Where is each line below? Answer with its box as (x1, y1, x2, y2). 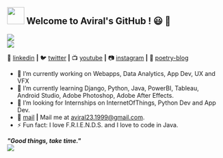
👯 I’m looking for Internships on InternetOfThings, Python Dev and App (16, 98, 217, 107)
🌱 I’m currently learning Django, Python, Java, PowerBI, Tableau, (16, 83, 200, 92)
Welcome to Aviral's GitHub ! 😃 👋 (26, 15, 171, 27)
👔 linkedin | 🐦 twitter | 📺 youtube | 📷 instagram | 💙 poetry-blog (7, 53, 189, 62)
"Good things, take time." (7, 136, 81, 144)
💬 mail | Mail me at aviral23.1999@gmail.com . (16, 113, 145, 121)
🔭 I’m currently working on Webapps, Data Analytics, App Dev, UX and (16, 69, 215, 77)
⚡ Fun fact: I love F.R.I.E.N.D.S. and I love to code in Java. (16, 120, 179, 129)
